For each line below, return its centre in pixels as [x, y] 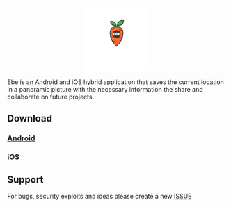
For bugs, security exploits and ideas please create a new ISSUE [99, 197]
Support [25, 180]
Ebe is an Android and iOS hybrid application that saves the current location [116, 82]
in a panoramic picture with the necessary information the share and [105, 89]
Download [30, 118]
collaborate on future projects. [51, 97]
